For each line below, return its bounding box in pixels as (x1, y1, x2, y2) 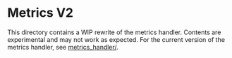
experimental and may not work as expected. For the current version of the (7, 35, 226, 43)
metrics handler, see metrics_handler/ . (7, 43, 118, 51)
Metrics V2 (7, 5, 74, 21)
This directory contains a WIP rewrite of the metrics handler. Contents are (7, 28, 221, 36)
